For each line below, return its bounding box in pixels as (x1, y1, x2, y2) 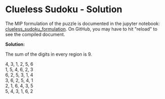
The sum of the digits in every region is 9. (5, 51, 92, 57)
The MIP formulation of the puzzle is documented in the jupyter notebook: (5, 20, 160, 27)
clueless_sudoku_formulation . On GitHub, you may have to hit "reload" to (5, 26, 157, 32)
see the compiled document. (5, 31, 65, 37)
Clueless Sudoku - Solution (5, 4, 123, 15)
